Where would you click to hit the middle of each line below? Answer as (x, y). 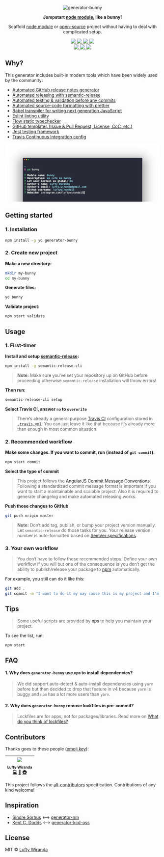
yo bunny (14, 297)
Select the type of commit (32, 471)
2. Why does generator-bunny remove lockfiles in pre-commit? (69, 705)
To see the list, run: (25, 636)
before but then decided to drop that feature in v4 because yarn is (84, 689)
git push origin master (29, 516)
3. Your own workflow (32, 548)
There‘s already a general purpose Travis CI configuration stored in (85, 418)
